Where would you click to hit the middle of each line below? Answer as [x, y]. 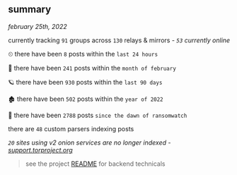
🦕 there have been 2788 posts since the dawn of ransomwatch [98, 115]
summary [30, 10]
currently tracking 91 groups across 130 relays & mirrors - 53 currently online [119, 40]
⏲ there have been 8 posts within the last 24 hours [83, 54]
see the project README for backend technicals [95, 164]
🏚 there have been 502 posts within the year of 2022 [86, 99]
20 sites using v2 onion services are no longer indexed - [89, 143]
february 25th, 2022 [38, 26]
